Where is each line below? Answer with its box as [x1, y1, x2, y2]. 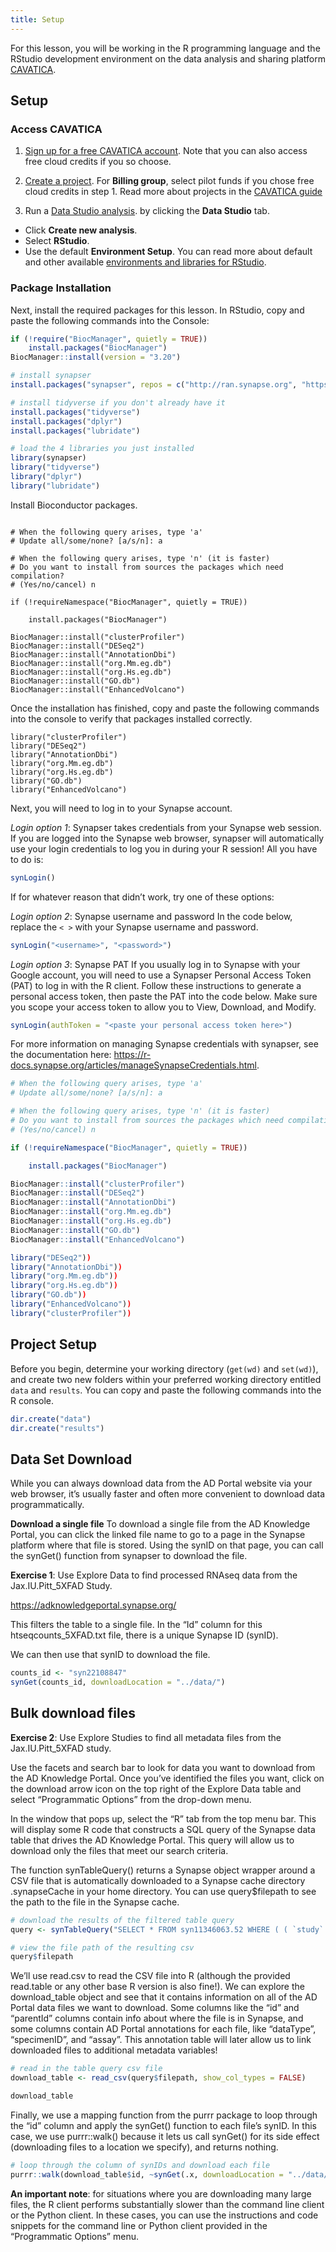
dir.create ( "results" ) [10, 1423, 105, 1433]
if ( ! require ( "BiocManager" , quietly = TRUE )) [10, 334, 208, 344]
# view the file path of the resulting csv [10, 1942, 195, 1953]
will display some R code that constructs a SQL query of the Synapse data [10, 1823, 316, 1835]
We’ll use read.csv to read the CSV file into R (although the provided [10, 1970, 291, 1982]
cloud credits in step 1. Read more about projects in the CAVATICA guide [24, 186, 323, 198]
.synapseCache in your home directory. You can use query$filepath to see [10, 1885, 317, 1897]
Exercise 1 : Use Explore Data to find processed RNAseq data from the [10, 1569, 298, 1581]
